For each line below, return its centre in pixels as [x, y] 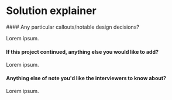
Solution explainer [51, 11]
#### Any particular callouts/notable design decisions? [73, 27]
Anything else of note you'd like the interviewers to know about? [86, 78]
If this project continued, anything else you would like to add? [82, 51]
